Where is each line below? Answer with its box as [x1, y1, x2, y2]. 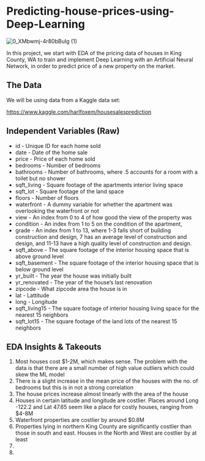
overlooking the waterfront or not [15, 207, 99, 215]
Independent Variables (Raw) [6, 126, 120, 136]
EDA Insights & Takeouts [6, 341, 102, 352]
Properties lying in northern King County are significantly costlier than [15, 423, 192, 430]
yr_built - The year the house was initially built [15, 272, 132, 279]
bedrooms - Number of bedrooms [15, 161, 101, 169]
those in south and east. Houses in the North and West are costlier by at [15, 429, 197, 437]
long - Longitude [15, 298, 58, 305]
